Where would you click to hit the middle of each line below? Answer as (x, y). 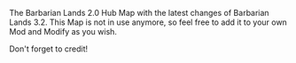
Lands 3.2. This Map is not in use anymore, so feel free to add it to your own (148, 22)
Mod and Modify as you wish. (63, 31)
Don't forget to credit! (49, 49)
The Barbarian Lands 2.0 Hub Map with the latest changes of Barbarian (139, 13)
